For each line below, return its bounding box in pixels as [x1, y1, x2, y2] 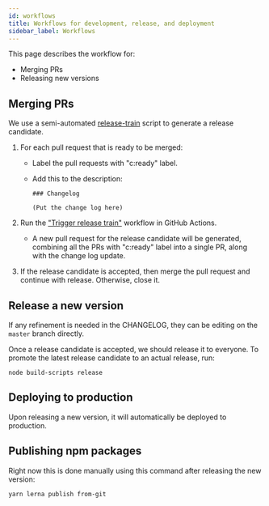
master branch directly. [8, 329, 85, 338]
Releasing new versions [19, 74, 99, 83]
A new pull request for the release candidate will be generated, [32, 234, 242, 244]
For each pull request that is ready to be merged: [19, 142, 183, 152]
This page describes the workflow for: [8, 49, 136, 59]
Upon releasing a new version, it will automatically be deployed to [8, 412, 227, 422]
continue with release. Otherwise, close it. [19, 275, 160, 285]
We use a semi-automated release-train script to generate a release [8, 118, 234, 128]
